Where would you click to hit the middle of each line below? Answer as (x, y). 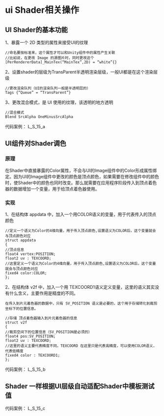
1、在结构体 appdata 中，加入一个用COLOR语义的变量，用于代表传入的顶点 (81, 214)
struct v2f (16, 322)
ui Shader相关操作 (42, 10)
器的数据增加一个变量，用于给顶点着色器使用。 (52, 189)
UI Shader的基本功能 (36, 30)
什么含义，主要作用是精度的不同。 (44, 293)
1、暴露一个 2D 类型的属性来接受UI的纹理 (47, 42)
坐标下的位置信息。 (22, 308)
